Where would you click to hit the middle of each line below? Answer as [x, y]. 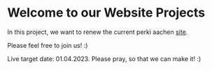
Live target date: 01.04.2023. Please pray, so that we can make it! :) [104, 59]
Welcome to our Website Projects [106, 13]
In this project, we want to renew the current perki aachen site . [98, 32]
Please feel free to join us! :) [48, 45]
